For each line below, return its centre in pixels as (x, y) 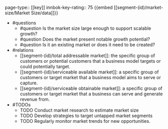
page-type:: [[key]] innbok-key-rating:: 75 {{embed (59, 7)
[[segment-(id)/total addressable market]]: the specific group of (87, 56)
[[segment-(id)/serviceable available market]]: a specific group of (89, 72)
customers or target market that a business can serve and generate (91, 94)
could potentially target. (45, 67)
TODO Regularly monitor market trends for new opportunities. (85, 121)
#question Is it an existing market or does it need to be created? (87, 45)
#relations (23, 50)
